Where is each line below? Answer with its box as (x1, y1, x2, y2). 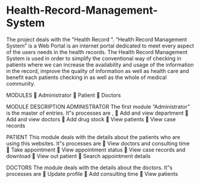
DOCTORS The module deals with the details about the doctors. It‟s (6, 164, 173, 171)
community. (6, 80, 35, 87)
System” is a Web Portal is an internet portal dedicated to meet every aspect (6, 42, 194, 49)
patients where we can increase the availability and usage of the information (6, 61, 194, 68)
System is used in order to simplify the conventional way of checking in (6, 55, 181, 62)
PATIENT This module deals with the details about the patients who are (6, 133, 181, 140)
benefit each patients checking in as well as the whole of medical (6, 74, 167, 81)
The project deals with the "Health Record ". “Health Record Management (6, 36, 187, 43)
